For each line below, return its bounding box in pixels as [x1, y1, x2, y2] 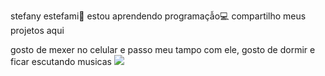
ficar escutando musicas [10, 56, 112, 67]
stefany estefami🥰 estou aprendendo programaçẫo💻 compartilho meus [10, 10, 307, 22]
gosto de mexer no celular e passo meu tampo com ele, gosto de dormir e [10, 44, 316, 55]
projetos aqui [10, 25, 65, 36]
